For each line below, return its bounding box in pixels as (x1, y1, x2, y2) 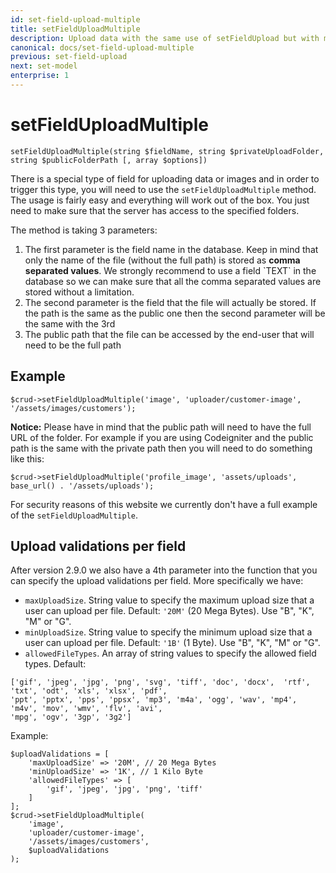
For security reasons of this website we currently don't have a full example (10, 498, 318, 510)
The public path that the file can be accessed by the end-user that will (24, 328, 315, 340)
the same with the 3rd (24, 317, 116, 330)
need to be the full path (24, 339, 122, 351)
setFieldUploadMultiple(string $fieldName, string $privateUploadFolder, (10, 146, 325, 156)
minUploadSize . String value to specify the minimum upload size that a (24, 626, 313, 638)
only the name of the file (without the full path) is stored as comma (24, 254, 301, 266)
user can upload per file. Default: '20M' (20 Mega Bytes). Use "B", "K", (24, 605, 315, 617)
